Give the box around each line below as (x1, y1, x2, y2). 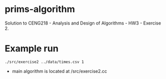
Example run (5, 43, 59, 54)
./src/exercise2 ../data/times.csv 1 (5, 59, 84, 64)
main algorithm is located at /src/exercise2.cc (12, 68, 107, 74)
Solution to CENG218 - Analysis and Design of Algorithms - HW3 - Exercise (5, 20, 161, 26)
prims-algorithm (5, 3, 75, 15)
